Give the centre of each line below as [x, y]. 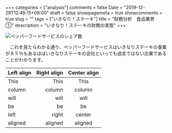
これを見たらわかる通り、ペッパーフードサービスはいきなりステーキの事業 [88, 47]
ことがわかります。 [25, 60]
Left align [20, 73]
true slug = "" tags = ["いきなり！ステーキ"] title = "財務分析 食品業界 [80, 19]
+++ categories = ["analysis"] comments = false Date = [64, 7]
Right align [50, 73]
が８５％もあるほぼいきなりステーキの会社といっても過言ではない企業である [86, 53]
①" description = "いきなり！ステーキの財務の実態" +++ [66, 25]
